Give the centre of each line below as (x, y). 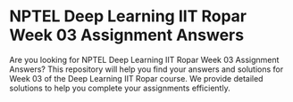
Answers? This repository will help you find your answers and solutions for (146, 69)
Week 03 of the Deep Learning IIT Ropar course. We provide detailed (136, 78)
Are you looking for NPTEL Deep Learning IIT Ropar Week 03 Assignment (144, 59)
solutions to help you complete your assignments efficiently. (120, 88)
